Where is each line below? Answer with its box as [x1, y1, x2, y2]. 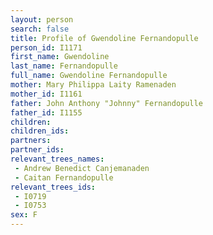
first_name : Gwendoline [10, 52, 110, 62]
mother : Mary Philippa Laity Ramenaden [10, 80, 177, 90]
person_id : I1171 [10, 42, 83, 53]
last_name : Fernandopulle [10, 61, 118, 71]
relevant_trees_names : [10, 154, 105, 164]
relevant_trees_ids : [10, 182, 97, 192]
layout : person [10, 14, 74, 25]
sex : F [10, 210, 38, 220]
